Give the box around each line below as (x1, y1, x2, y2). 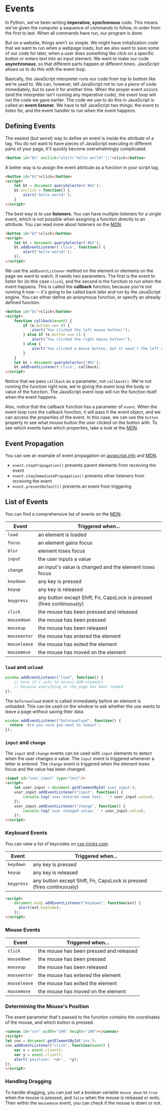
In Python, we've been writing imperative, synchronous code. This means (5, 19, 158, 25)
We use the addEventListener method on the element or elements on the (5, 267, 154, 274)
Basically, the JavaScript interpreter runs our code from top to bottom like (5, 76, 156, 82)
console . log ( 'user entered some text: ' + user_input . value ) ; (23, 794, 155, 799)
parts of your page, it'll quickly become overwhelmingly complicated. (5, 145, 147, 152)
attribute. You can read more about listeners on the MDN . (5, 221, 123, 227)
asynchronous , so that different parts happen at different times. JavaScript (5, 61, 160, 67)
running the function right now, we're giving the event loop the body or (5, 384, 150, 390)
